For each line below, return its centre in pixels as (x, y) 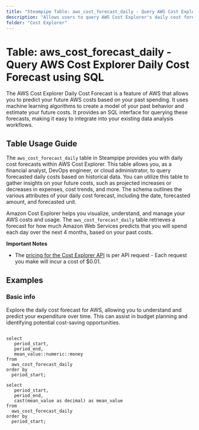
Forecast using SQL (55, 77)
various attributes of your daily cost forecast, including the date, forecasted (98, 195)
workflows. (20, 125)
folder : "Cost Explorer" (37, 23)
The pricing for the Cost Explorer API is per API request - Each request (101, 255)
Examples (25, 280)
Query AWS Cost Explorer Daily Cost (98, 64)
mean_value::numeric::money (49, 354)
